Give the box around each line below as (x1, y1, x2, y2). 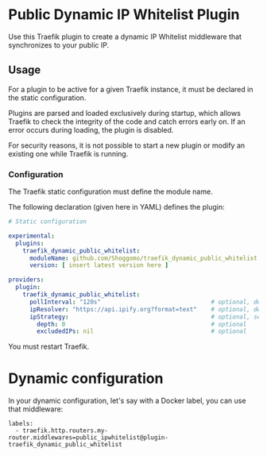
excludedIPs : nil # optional (37, 327, 247, 335)
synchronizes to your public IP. (8, 40, 110, 49)
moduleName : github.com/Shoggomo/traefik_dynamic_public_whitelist (29, 254, 258, 262)
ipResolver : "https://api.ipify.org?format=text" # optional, (29, 305, 250, 313)
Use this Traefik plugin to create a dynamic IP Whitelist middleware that (8, 32, 242, 41)
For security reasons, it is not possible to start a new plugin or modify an (8, 141, 246, 150)
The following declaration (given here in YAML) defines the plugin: (8, 203, 225, 212)
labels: (8, 419, 34, 428)
